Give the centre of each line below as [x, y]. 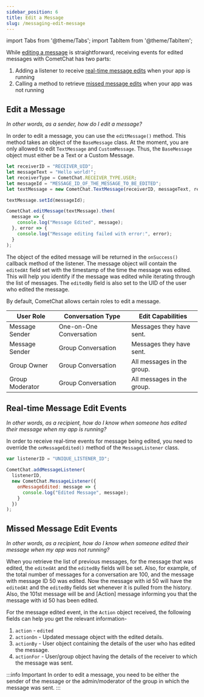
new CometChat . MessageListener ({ [54, 481]
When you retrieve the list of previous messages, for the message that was [100, 562]
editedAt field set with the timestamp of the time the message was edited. [99, 270]
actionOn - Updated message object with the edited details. [89, 637]
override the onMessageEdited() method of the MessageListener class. [93, 448]
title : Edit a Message [35, 18]
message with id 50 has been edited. [53, 601]
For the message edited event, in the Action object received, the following [99, 612]
